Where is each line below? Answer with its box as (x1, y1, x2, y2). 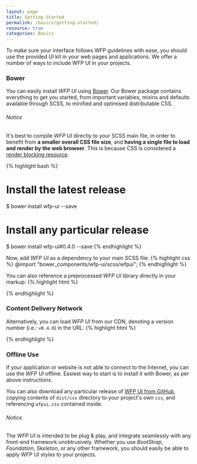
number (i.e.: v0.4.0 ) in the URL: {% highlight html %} (6, 324, 136, 331)
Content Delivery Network (6, 304, 83, 313)
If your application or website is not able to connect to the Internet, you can (6, 364, 189, 371)
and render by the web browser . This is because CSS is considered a (6, 144, 176, 151)
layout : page (6, 8, 38, 15)
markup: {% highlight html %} (6, 278, 78, 285)
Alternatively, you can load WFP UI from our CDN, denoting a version (6, 317, 174, 325)
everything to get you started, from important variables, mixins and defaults (6, 94, 190, 101)
